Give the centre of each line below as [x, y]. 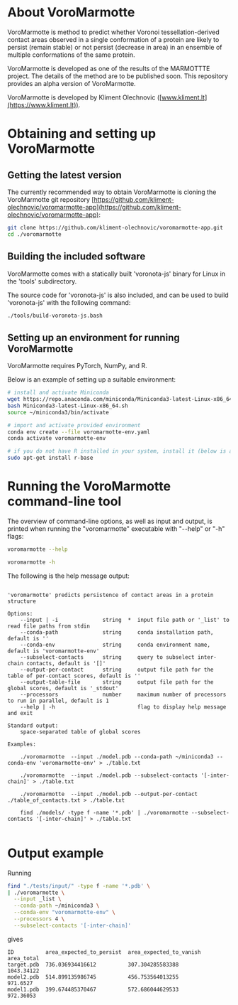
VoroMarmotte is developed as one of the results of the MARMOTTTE [109, 68]
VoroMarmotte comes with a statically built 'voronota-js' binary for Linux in [117, 274]
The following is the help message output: [68, 576]
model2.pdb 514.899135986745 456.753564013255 [93, 977]
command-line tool [64, 501]
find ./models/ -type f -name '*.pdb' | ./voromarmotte [104, 812]
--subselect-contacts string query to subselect [107, 657]
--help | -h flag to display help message [123, 707]
